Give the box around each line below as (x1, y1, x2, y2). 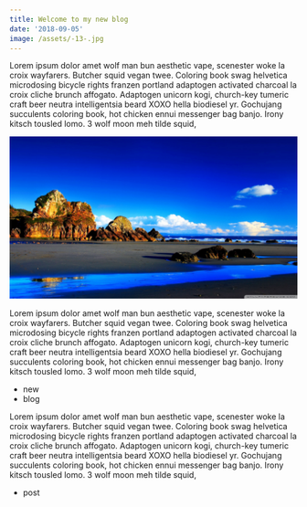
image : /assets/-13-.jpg (9, 34, 104, 43)
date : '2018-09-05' (9, 24, 84, 34)
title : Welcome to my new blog (9, 15, 129, 24)
